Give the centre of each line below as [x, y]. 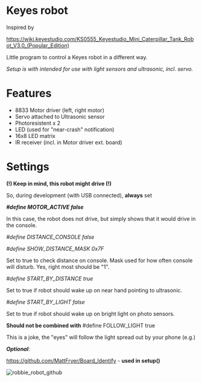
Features [29, 94]
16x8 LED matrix [35, 136]
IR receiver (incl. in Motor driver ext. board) [68, 142]
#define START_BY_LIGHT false [46, 302]
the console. [22, 225]
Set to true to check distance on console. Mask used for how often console [99, 260]
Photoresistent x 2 [38, 123]
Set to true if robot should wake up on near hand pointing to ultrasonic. [94, 290]
